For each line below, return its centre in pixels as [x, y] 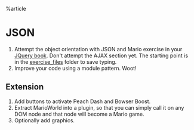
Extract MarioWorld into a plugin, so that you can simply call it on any [99, 107]
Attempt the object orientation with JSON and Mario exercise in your [98, 49]
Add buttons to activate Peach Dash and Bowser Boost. [82, 101]
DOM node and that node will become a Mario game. [79, 114]
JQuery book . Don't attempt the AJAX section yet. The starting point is [101, 55]
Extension [25, 87]
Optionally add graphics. [44, 120]
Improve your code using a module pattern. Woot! [75, 68]
